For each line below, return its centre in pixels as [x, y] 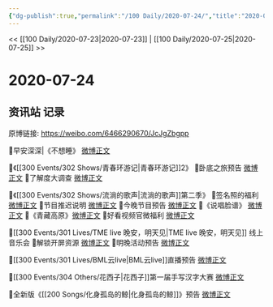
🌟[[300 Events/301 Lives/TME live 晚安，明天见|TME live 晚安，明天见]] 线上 [136, 232]
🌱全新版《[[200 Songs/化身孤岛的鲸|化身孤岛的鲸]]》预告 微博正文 [120, 294]
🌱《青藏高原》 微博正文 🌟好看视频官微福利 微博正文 [109, 215]
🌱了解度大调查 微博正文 [63, 177]
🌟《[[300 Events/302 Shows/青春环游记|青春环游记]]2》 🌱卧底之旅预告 [125, 168]
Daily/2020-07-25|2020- [214, 39]
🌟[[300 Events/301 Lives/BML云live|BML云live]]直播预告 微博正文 [117, 259]
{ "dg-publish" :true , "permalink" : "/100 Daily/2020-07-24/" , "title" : [125, 16]
